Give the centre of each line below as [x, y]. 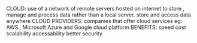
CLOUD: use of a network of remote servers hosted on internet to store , [95, 9]
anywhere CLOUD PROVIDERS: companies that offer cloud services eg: [94, 21]
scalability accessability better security [54, 34]
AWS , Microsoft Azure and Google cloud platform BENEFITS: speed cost [96, 27]
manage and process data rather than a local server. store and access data [99, 15]
